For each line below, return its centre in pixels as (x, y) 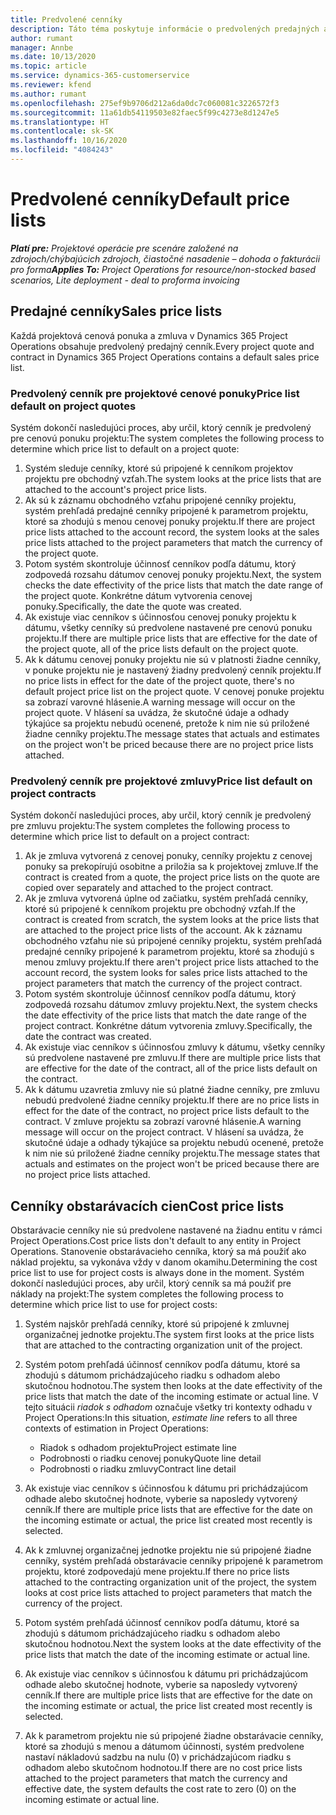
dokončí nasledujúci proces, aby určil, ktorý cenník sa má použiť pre (151, 1283)
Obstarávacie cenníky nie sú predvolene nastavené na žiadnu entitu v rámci (166, 1230)
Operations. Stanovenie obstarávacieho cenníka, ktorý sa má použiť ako (158, 1252)
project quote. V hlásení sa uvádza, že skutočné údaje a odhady (157, 712)
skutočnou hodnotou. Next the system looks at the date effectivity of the (173, 1644)
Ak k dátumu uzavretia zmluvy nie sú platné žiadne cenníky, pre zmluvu (172, 1090)
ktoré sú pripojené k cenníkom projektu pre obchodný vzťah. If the (160, 909)
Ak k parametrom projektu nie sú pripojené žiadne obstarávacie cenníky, (174, 1736)
